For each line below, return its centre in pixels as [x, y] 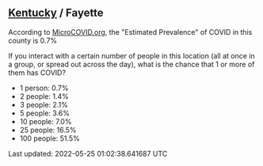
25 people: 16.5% [48, 130]
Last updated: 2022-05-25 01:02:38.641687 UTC [88, 153]
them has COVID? [37, 72]
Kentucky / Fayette [56, 13]
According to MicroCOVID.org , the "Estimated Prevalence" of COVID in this [130, 32]
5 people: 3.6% [44, 113]
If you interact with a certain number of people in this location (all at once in [131, 55]
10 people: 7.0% [46, 121]
